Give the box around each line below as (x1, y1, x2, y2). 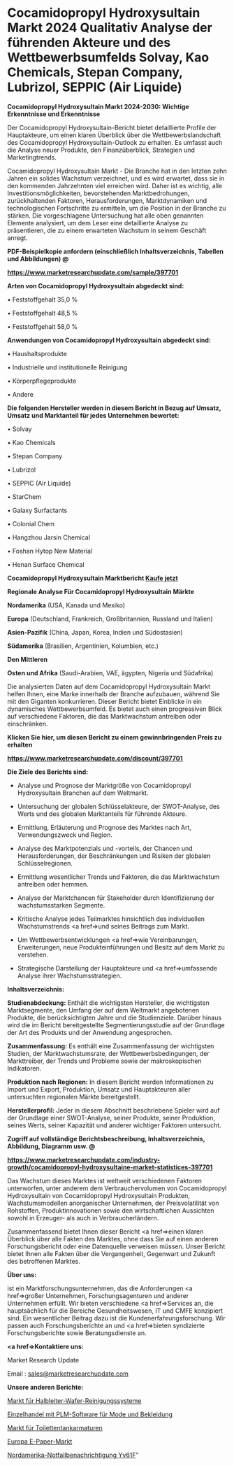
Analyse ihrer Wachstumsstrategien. (17, 971, 122, 980)
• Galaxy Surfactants (7, 506, 68, 514)
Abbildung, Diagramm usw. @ (7, 1142, 96, 1150)
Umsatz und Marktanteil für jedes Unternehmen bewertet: (7, 411, 180, 419)
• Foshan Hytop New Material (7, 547, 93, 555)
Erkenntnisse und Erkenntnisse (7, 110, 101, 118)
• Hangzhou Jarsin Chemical (7, 533, 91, 542)
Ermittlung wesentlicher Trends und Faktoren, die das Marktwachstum (17, 873, 220, 881)
